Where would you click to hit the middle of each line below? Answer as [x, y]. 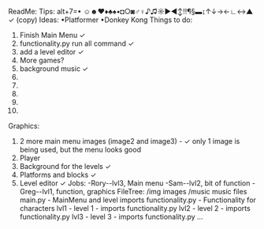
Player [30, 158]
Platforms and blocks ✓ [58, 175]
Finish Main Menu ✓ [52, 35]
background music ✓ [54, 69]
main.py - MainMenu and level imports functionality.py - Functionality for [138, 200]
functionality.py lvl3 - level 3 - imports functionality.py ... [111, 217]
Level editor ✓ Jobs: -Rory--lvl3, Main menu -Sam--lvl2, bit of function [135, 183]
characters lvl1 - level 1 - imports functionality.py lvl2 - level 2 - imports [135, 208]
